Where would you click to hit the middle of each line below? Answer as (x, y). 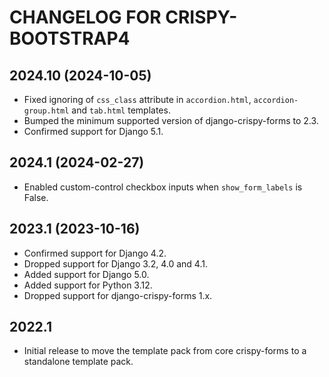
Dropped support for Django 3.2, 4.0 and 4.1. (115, 263)
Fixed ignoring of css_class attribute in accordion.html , (137, 99)
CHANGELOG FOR (85, 17)
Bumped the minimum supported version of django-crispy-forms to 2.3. (171, 120)
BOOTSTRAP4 (70, 38)
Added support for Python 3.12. (88, 285)
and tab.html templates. (121, 110)
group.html (46, 111)
